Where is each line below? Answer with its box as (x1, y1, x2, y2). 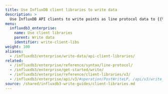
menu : (5, 21, 16, 26)
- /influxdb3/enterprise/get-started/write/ (9, 68, 104, 73)
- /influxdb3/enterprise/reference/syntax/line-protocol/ (9, 63, 133, 68)
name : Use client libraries (14, 30, 72, 35)
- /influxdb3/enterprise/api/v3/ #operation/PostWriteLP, (9, 77, 131, 82)
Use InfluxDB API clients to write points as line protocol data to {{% (9, 16, 164, 21)
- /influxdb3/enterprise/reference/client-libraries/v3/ (9, 72, 131, 77)
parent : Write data (14, 35, 55, 40)
